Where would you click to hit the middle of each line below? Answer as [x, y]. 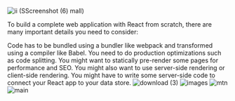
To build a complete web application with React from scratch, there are [110, 24]
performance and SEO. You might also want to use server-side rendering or [116, 68]
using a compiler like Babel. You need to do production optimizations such [114, 53]
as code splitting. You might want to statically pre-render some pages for [113, 60]
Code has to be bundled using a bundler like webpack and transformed [110, 45]
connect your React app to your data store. [69, 83]
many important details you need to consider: [73, 32]
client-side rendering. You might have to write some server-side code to [111, 75]
